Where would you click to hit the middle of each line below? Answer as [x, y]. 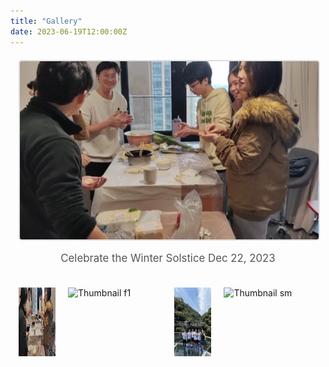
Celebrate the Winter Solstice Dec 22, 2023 [168, 258]
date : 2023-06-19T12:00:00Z [69, 31]
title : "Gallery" [46, 21]
